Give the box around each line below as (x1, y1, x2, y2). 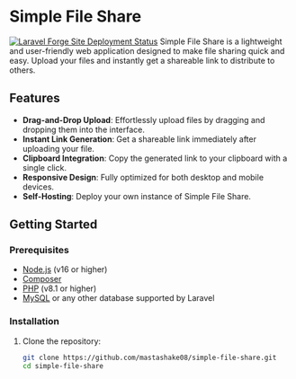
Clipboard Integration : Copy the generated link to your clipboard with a (22, 153, 288, 163)
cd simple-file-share (22, 361, 103, 370)
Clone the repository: (22, 335, 102, 347)
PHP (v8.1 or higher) (22, 283, 97, 294)
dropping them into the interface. (22, 124, 146, 135)
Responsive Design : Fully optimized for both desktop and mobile (22, 172, 264, 182)
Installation (9, 315, 60, 328)
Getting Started (9, 217, 98, 233)
